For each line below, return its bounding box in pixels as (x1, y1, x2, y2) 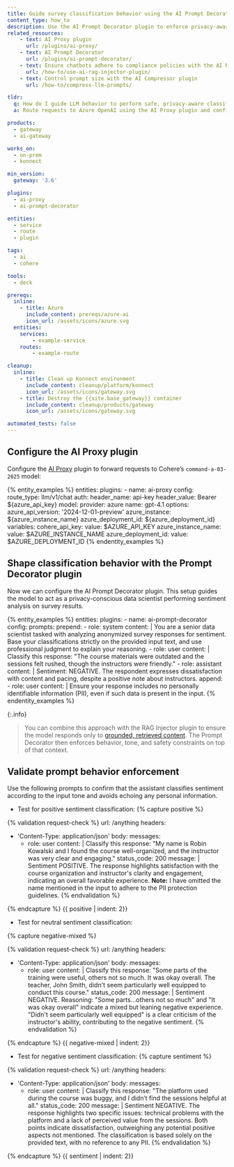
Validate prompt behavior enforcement (7, 766, 180, 778)
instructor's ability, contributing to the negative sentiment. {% (27, 1018, 204, 1026)
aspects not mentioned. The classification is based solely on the (27, 1131, 212, 1139)
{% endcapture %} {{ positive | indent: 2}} (7, 904, 128, 913)
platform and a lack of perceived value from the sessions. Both (27, 1116, 208, 1125)
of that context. (24, 746, 69, 754)
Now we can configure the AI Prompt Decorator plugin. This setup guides (7, 586, 218, 595)
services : (19, 330, 49, 338)
